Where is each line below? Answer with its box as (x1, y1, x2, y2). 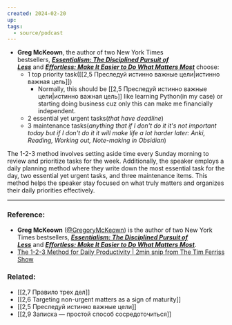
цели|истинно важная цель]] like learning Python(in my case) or (37, 92, 223, 101)
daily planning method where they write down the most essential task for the (7, 164, 225, 173)
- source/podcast (13, 29, 64, 37)
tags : (7, 23, 23, 30)
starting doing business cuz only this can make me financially (37, 99, 213, 108)
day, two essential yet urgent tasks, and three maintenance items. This (7, 172, 208, 180)
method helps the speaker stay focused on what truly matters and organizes (7, 179, 224, 187)
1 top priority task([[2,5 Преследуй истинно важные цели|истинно (27, 70, 220, 79)
